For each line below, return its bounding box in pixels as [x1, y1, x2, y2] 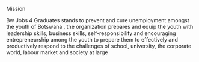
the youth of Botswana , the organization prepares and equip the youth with [6, 23, 194, 30]
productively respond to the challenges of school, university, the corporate [6, 42, 192, 49]
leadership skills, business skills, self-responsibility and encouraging [6, 29, 176, 37]
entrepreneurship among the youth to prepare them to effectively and [6, 36, 179, 43]
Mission [6, 5, 26, 12]
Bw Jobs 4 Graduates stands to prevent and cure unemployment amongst [6, 17, 189, 23]
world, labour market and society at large [6, 49, 108, 56]
